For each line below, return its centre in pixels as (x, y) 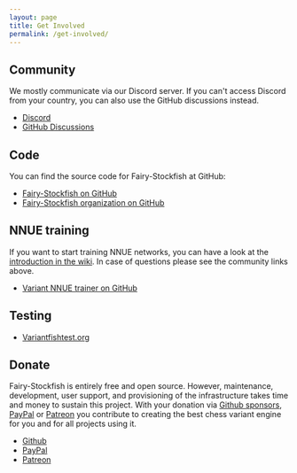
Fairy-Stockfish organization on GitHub (93, 203)
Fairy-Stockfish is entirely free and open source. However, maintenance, (141, 386)
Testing (31, 316)
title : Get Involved (47, 26)
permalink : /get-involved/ (59, 34)
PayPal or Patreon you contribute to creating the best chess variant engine (145, 415)
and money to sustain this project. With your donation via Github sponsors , (145, 405)
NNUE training (50, 231)
